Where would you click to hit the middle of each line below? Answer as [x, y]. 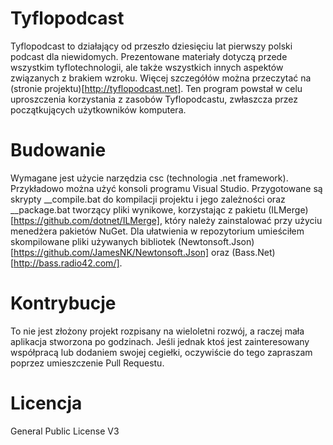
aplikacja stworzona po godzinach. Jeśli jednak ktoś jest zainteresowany [160, 341]
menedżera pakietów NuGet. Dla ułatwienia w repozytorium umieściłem [157, 231]
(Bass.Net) [253, 252]
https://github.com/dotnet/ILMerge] [86, 220]
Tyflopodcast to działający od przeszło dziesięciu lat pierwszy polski [151, 46]
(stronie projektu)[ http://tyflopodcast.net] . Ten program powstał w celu [156, 88]
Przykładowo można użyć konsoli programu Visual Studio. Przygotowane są [166, 188]
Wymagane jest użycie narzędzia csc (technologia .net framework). [149, 178]
